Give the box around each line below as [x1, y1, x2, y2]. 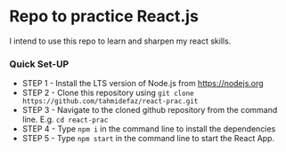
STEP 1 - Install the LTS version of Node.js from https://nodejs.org [21, 78, 265, 89]
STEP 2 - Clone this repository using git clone [21, 87, 194, 99]
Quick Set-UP [9, 58, 69, 70]
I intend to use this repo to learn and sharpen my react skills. [9, 36, 232, 46]
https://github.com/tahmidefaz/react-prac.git [21, 97, 199, 106]
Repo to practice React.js [9, 6, 199, 27]
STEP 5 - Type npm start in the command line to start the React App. [21, 133, 274, 144]
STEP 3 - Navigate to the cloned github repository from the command [21, 105, 278, 116]
